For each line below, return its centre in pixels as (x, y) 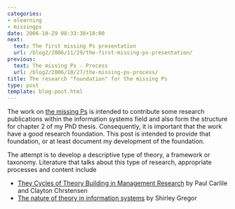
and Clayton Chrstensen (52, 191)
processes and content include (52, 170)
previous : (22, 59)
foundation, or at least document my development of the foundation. (106, 141)
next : (15, 40)
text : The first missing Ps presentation (75, 46)
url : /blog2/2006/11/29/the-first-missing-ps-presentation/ (103, 53)
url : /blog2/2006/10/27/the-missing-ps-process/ (86, 72)
